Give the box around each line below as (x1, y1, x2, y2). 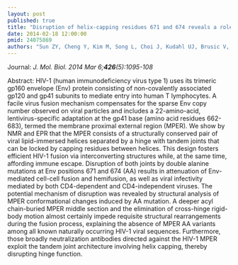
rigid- (211, 205, 228, 213)
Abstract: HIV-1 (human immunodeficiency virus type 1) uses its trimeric (7, 77, 217, 85)
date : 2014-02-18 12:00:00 (7, 30, 87, 38)
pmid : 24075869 (7, 37, 52, 44)
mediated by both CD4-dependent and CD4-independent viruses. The (7, 182, 212, 190)
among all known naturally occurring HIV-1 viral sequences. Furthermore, (7, 227, 221, 235)
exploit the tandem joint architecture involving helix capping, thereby (7, 242, 208, 250)
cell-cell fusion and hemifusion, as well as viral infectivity (36, 174, 203, 183)
